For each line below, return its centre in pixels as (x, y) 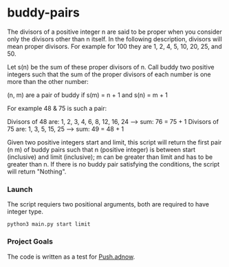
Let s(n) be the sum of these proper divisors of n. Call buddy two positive (111, 67)
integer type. (25, 212)
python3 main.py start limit (49, 224)
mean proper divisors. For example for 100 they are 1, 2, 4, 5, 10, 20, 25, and (115, 46)
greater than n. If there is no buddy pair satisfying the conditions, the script (113, 164)
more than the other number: (48, 81)
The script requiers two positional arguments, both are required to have (108, 204)
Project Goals (30, 242)
